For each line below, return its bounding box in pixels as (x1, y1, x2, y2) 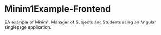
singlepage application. (4, 24, 52, 30)
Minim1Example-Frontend (4, 3, 111, 14)
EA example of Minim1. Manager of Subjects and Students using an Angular (4, 19, 157, 25)
